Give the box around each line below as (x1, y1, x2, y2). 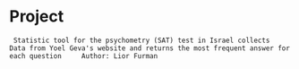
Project (9, 6, 64, 27)
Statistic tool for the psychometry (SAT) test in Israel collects (13, 36, 270, 45)
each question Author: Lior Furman (9, 51, 158, 60)
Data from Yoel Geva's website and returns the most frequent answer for (9, 43, 291, 53)
